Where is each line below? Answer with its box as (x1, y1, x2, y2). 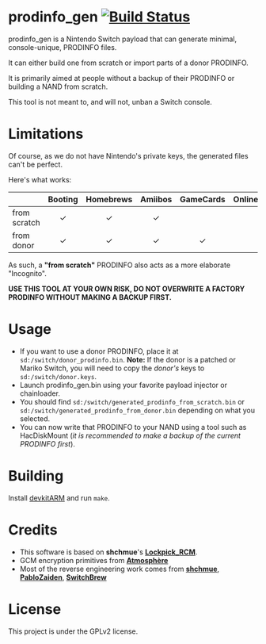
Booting (47, 194, 78, 205)
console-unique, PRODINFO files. (8, 42, 117, 52)
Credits (8, 520, 58, 539)
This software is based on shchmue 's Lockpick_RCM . (19, 547, 198, 557)
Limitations (8, 125, 84, 143)
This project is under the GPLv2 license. (8, 627, 139, 636)
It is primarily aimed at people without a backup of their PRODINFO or (8, 73, 235, 82)
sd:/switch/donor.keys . (19, 371, 97, 381)
